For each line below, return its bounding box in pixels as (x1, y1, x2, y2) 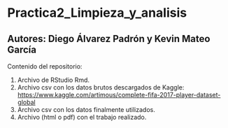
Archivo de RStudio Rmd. (17, 76, 90, 84)
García (7, 43, 37, 55)
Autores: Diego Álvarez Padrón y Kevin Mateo (7, 33, 211, 45)
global (17, 98, 36, 106)
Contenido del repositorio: (7, 62, 83, 71)
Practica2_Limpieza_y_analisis (7, 5, 187, 21)
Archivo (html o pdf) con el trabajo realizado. (17, 113, 147, 121)
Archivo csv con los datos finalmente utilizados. (17, 106, 155, 113)
